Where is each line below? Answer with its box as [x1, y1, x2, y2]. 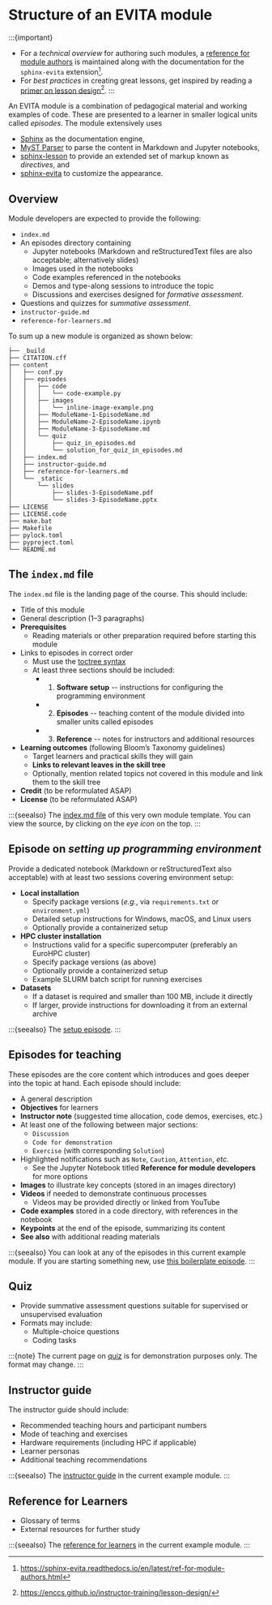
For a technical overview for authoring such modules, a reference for [19, 48, 250, 58]
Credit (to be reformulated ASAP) [19, 785, 132, 796]
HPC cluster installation [19, 931, 102, 941]
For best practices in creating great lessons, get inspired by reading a [19, 75, 253, 85]
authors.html [19, 1572, 63, 1581]
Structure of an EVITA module [8, 6, 213, 24]
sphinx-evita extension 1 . [19, 65, 104, 76]
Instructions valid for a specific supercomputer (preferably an [32, 939, 237, 950]
